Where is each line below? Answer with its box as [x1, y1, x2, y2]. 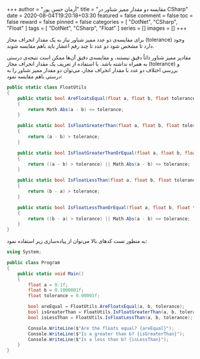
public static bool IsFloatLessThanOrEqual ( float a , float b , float [17, 204, 191, 210]
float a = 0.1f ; [28, 282, 68, 288]
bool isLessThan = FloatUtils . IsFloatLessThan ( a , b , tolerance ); [28, 314, 193, 320]
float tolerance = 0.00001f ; [28, 293, 100, 299]
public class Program [7, 260, 61, 266]
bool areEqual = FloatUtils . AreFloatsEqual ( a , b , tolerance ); [28, 304, 185, 310]
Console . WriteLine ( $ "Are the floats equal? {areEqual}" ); [28, 325, 174, 331]
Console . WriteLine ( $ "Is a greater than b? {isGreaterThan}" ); [28, 330, 185, 337]
